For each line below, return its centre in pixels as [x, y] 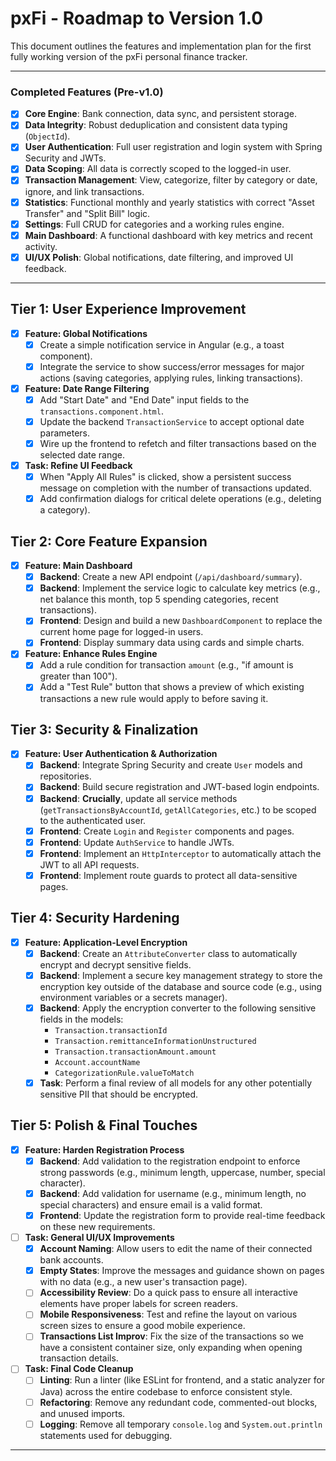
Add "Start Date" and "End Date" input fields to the [144, 399]
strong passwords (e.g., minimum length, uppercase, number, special [182, 1172]
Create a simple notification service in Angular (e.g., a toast [162, 344]
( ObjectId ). [47, 136]
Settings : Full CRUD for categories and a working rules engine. [154, 224]
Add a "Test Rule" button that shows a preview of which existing [172, 687]
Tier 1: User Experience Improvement [128, 309]
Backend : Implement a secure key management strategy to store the [181, 975]
